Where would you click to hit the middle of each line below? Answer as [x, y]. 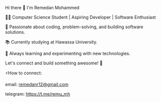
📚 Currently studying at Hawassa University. [51, 42]
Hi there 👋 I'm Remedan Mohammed [42, 8]
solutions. [15, 32]
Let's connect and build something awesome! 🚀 [54, 63]
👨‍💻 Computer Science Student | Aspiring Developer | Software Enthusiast [80, 17]
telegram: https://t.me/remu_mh [38, 94]
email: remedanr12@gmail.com [37, 84]
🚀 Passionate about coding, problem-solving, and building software [74, 27]
